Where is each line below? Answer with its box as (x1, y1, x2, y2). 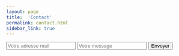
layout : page (6, 8, 39, 15)
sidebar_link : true (6, 25, 55, 32)
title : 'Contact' (6, 14, 52, 20)
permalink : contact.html (6, 20, 68, 26)
